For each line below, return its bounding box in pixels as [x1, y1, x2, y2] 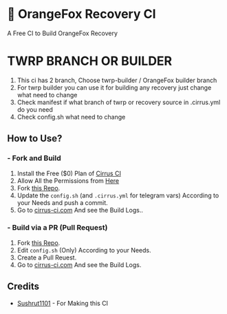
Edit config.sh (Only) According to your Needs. [17, 246, 151, 254]
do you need [17, 105, 54, 113]
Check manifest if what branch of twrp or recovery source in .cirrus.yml [17, 98, 221, 106]
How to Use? [7, 133, 63, 144]
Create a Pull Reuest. [17, 253, 77, 262]
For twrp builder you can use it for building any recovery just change [17, 83, 212, 92]
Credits [7, 281, 40, 293]
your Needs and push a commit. [17, 198, 108, 206]
